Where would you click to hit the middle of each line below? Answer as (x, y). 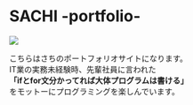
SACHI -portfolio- (75, 16)
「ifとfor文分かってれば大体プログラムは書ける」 (99, 80)
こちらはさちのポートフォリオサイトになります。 (99, 58)
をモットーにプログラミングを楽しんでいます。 (94, 91)
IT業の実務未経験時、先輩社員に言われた (83, 69)
